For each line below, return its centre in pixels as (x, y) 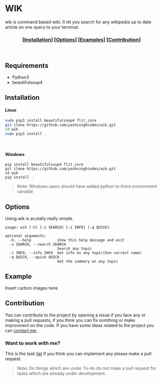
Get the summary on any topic (88, 261)
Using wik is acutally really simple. (39, 219)
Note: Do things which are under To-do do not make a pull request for (87, 368)
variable (25, 191)
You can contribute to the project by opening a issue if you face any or (75, 315)
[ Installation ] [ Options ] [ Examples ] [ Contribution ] (81, 39)
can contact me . (21, 330)
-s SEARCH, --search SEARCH (38, 244)
